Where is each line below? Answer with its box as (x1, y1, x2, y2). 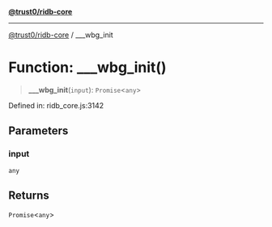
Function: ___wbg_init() (8, 58, 168, 77)
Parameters (8, 124, 69, 138)
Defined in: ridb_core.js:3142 (8, 100, 104, 110)
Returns (8, 189, 50, 203)
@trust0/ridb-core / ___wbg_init (8, 30, 113, 40)
